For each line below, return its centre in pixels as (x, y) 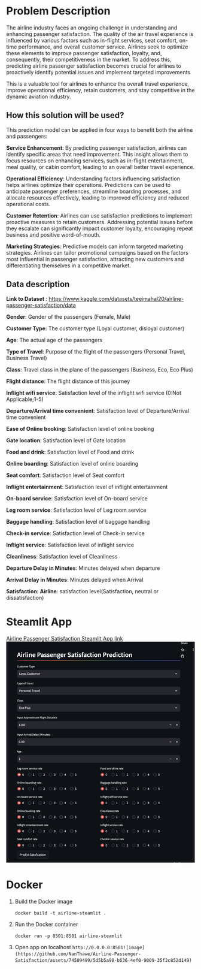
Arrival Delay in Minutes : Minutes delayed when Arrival (75, 579)
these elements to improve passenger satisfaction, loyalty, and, (84, 53)
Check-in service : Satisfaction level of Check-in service (75, 533)
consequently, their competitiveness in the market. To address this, (89, 59)
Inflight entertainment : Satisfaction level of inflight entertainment (87, 487)
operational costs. (28, 204)
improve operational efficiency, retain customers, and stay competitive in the (100, 90)
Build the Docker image (44, 901)
